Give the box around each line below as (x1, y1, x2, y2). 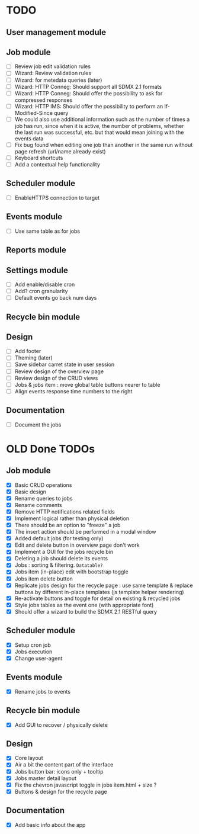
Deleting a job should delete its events (14, 555, 108, 562)
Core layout (14, 755, 43, 762)
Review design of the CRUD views (14, 374, 98, 381)
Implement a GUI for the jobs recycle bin (14, 548, 114, 556)
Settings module (6, 265, 68, 275)
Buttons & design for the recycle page (14, 788, 108, 795)
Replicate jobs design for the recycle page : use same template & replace (14, 582, 193, 589)
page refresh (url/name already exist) (14, 147, 106, 155)
